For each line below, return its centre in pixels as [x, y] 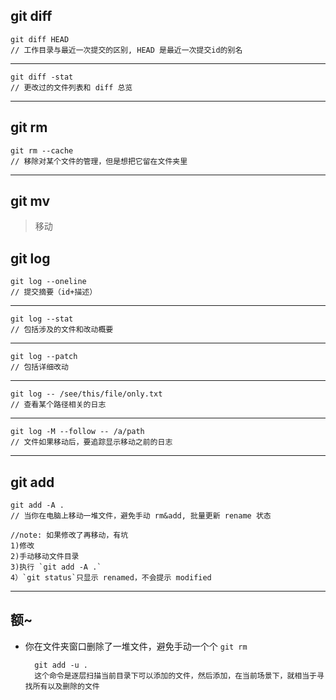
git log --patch [44, 357]
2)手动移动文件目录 [45, 557]
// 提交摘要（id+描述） [54, 292]
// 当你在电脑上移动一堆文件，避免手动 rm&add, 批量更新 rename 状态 [141, 516]
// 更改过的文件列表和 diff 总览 [71, 87]
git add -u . [61, 665]
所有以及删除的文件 [66, 686]
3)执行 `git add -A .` [56, 567]
